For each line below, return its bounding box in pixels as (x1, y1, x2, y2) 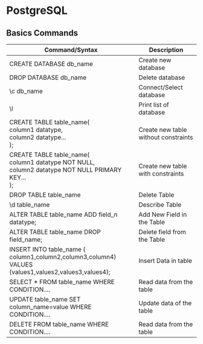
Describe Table (138, 200, 182, 209)
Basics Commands (6, 28, 79, 38)
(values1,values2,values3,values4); (9, 268, 111, 276)
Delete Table (138, 191, 175, 199)
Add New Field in (138, 210, 187, 219)
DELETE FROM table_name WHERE (9, 320, 109, 328)
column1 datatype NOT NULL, (9, 158, 95, 167)
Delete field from (138, 228, 186, 236)
